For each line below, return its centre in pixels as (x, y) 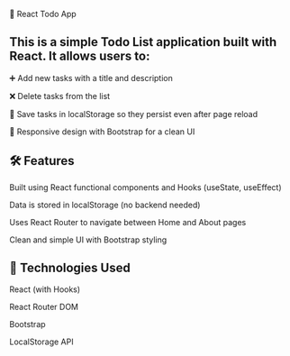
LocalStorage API (41, 342)
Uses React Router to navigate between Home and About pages (128, 222)
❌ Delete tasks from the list (60, 96)
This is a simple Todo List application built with (143, 42)
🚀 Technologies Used (70, 268)
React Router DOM (44, 307)
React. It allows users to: (80, 56)
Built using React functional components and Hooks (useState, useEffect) (145, 187)
